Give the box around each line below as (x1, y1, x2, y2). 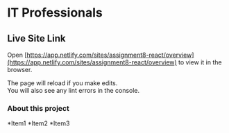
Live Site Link (7, 33, 66, 44)
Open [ (7, 51, 27, 59)
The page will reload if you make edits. (7, 79, 118, 87)
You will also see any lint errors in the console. (7, 87, 140, 94)
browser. (7, 66, 33, 73)
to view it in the (178, 58, 222, 66)
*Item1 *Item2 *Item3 (7, 119, 70, 127)
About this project (7, 103, 69, 113)
